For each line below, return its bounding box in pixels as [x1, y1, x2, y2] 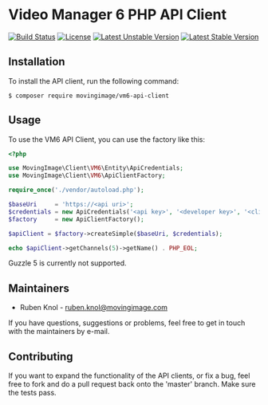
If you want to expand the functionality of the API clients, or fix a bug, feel [8, 371, 250, 380]
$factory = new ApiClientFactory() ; [8, 215, 145, 223]
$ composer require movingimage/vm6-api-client [8, 92, 170, 100]
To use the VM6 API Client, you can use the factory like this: [8, 134, 206, 144]
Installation [8, 55, 65, 69]
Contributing [8, 349, 73, 364]
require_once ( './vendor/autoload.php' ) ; [8, 186, 145, 195]
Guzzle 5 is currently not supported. [8, 258, 127, 268]
